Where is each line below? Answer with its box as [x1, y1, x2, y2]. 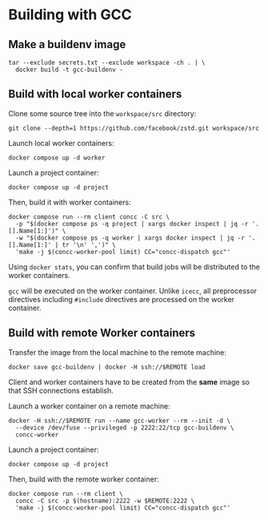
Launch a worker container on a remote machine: [8, 401, 170, 410]
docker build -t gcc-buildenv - [15, 66, 124, 74]
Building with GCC [8, 6, 132, 24]
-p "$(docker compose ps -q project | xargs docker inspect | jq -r [15, 220, 249, 228]
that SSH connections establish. [8, 385, 114, 395]
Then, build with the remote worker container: [8, 474, 159, 484]
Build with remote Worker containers [8, 326, 196, 340]
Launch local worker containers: [8, 138, 114, 147]
